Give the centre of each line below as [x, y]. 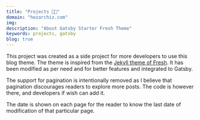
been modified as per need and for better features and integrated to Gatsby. [99, 69]
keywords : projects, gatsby [41, 34]
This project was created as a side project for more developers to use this [97, 56]
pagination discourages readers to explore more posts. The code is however [100, 86]
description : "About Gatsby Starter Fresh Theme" [69, 28]
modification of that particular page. [50, 111]
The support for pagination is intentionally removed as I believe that [89, 80]
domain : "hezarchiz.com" [37, 17]
